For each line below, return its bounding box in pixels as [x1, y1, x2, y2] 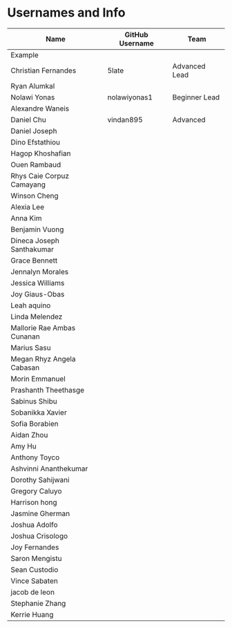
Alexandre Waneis [10, 104, 70, 113]
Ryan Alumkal [10, 81, 55, 91]
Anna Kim [10, 213, 43, 222]
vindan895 [107, 115, 143, 124]
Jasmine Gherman [10, 508, 70, 518]
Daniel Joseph [10, 126, 57, 135]
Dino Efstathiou [10, 137, 61, 146]
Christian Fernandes [10, 66, 77, 75]
